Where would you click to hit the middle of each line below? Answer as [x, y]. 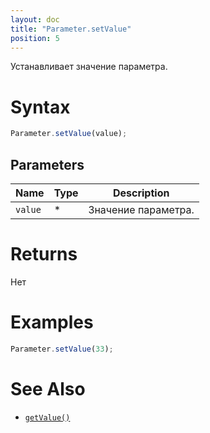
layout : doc [35, 19]
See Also [48, 388]
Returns [44, 254]
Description [141, 193]
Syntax [40, 107]
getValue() [47, 417]
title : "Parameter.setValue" [71, 29]
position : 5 [35, 38]
